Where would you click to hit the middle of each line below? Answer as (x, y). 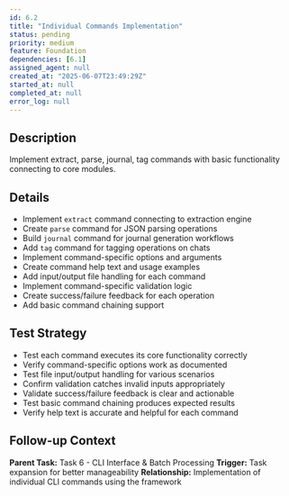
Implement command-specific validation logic (107, 286)
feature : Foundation (48, 51)
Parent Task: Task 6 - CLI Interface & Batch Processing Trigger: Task (138, 462)
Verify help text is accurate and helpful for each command (130, 412)
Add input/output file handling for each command (114, 276)
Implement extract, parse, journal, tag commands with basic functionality (145, 159)
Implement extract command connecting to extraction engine (137, 219)
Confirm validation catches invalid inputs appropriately (123, 383)
